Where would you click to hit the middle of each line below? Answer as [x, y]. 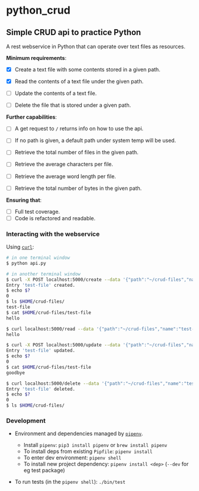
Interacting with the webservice [53, 234]
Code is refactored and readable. [55, 218]
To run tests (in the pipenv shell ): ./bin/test [70, 482]
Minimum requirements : [36, 58]
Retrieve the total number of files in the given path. [77, 153]
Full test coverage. [37, 211]
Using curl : [20, 247]
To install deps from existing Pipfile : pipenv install [88, 451]
